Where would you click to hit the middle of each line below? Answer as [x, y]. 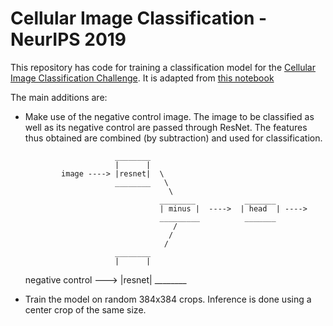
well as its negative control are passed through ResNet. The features [166, 127]
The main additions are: [59, 97]
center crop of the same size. [85, 309]
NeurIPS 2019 [68, 39]
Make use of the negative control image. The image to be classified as [169, 116]
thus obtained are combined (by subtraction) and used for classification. [173, 138]
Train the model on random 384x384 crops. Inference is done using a [168, 299]
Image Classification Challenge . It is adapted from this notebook [142, 78]
